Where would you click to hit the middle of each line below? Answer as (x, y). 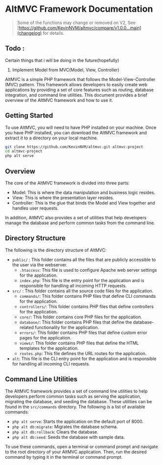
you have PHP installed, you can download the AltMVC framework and (76, 132)
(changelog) (29, 33)
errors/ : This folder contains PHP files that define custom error (83, 333)
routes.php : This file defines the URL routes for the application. (83, 353)
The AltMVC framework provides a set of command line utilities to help (76, 391)
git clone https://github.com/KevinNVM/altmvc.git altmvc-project (74, 147)
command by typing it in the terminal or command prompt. (64, 457)
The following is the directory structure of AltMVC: (56, 250)
